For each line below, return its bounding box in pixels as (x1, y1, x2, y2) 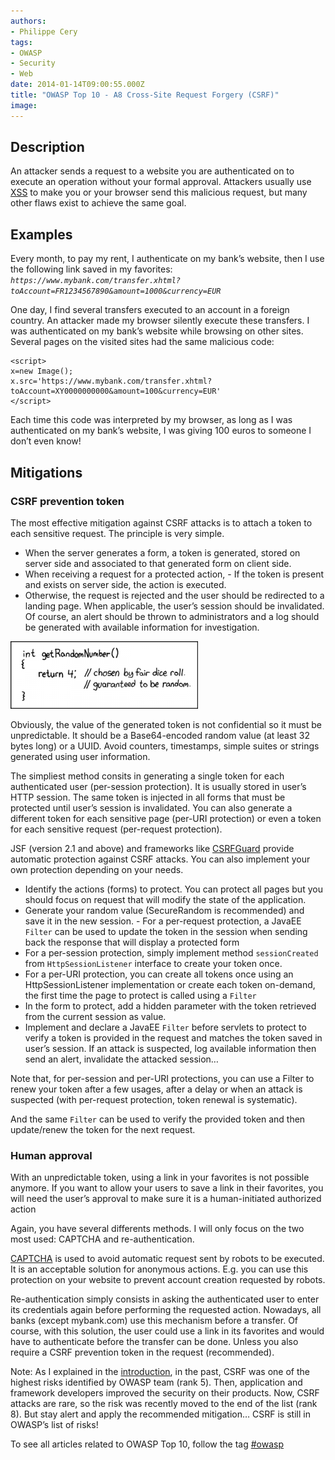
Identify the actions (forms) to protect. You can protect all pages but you (24, 883, 323, 895)
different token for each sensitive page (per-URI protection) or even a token (10, 812, 322, 824)
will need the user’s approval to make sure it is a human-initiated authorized (10, 1193, 322, 1205)
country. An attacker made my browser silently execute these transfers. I (10, 315, 310, 327)
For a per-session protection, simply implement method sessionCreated (24, 946, 319, 959)
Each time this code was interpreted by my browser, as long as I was (10, 414, 293, 426)
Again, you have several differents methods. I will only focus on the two (10, 1223, 305, 1235)
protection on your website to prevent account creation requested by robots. (10, 1274, 326, 1286)
